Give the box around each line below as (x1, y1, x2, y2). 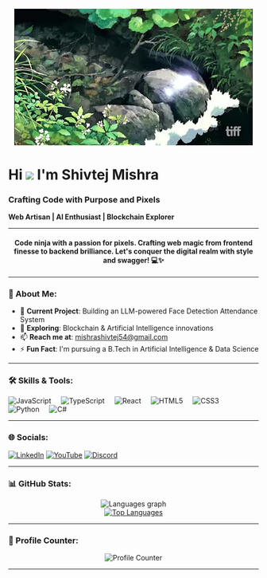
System (19, 314, 45, 324)
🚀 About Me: (8, 288, 57, 299)
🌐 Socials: (8, 432, 49, 443)
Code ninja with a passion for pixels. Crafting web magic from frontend (14, 238, 253, 248)
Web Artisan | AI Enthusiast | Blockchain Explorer (8, 212, 175, 222)
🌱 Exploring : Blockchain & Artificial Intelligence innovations (19, 323, 214, 332)
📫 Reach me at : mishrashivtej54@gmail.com (19, 332, 168, 341)
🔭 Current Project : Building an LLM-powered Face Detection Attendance (19, 306, 258, 316)
